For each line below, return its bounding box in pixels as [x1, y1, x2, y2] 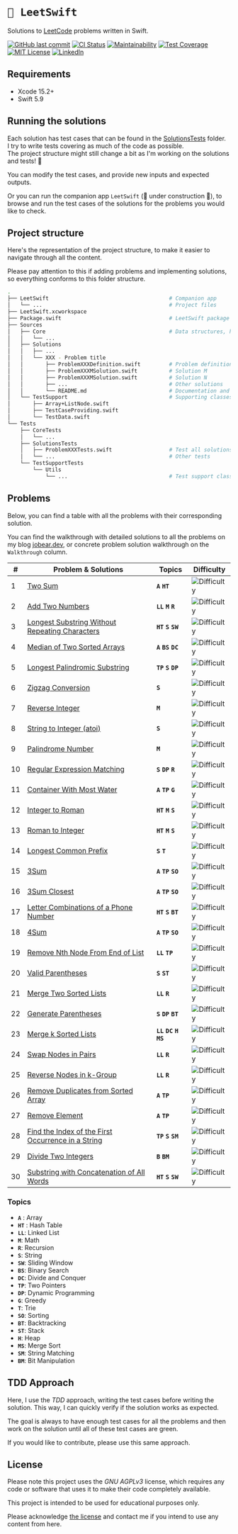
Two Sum [27, 580, 59, 590]
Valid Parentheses [27, 968, 87, 978]
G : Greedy [17, 1296, 47, 1304]
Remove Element [27, 1110, 84, 1120]
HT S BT [156, 908, 179, 916]
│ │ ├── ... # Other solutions [7, 380, 223, 388]
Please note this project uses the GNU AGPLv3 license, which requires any [7, 1477, 225, 1486]
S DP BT [156, 1010, 179, 1018]
